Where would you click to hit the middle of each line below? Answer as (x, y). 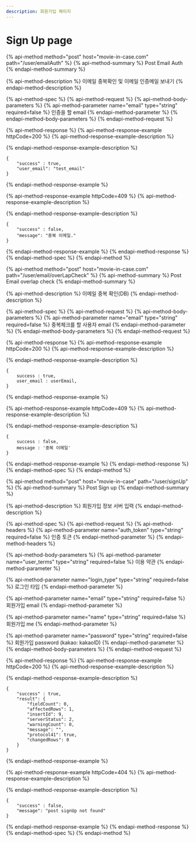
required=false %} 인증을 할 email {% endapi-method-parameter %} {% (92, 112)
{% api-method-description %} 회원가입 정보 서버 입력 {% (74, 506)
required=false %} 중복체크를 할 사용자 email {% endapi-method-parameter (96, 325)
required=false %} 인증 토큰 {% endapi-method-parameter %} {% (85, 537)
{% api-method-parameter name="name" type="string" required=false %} (96, 617)
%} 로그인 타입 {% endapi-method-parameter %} (65, 586)
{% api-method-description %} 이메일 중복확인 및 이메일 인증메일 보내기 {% (94, 81)
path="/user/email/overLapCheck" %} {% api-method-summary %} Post (94, 275)
